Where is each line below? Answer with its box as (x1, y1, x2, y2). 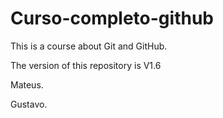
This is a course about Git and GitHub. (10, 40, 168, 52)
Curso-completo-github (10, 7, 214, 30)
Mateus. (10, 78, 44, 91)
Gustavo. (10, 98, 48, 110)
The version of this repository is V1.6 (10, 59, 162, 71)
